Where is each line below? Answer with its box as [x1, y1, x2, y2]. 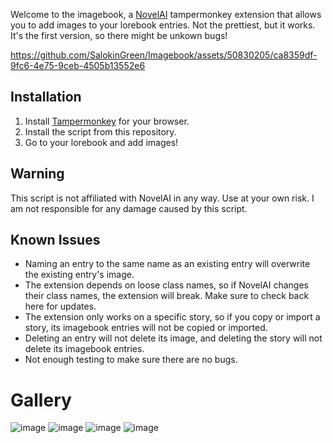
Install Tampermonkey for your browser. [24, 115, 190, 127]
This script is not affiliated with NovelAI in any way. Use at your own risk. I [10, 192, 315, 204]
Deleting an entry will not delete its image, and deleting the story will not [24, 332, 323, 344]
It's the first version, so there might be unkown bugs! [10, 30, 228, 41]
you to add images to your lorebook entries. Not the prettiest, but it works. [10, 19, 316, 31]
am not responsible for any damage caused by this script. [10, 202, 248, 214]
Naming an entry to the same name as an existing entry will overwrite [24, 258, 311, 270]
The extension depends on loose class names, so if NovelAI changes [24, 279, 309, 291]
